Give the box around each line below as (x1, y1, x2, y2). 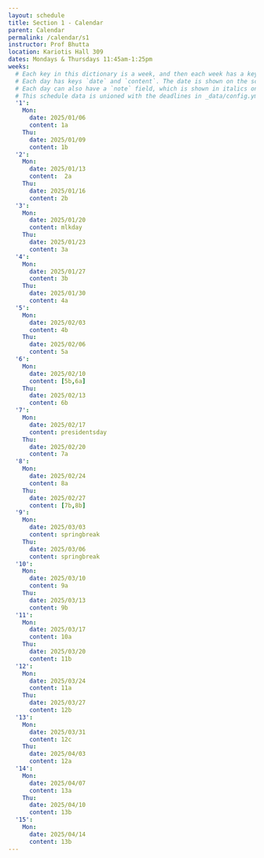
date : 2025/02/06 (28, 341, 86, 348)
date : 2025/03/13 (28, 596, 86, 604)
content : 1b (28, 143, 68, 151)
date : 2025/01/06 (28, 114, 86, 122)
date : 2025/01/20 (28, 216, 86, 224)
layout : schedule (8, 11, 65, 20)
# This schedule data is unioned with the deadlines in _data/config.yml (15, 92, 262, 100)
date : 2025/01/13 (28, 165, 86, 173)
